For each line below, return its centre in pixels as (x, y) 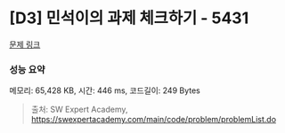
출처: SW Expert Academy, (79, 110)
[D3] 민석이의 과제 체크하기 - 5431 (129, 18)
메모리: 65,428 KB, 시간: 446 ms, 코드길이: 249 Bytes (105, 90)
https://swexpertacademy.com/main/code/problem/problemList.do (154, 120)
